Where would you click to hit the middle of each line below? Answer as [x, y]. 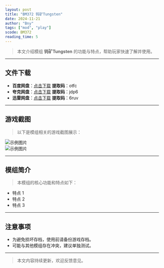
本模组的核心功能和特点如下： [47, 183]
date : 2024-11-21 [23, 19]
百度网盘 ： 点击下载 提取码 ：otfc [44, 86]
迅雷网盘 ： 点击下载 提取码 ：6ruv [45, 98]
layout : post [18, 10]
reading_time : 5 [21, 37]
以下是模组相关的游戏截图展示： [49, 132]
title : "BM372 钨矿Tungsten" [34, 14]
